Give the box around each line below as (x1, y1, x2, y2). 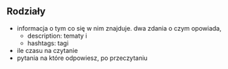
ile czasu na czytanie (16, 46, 78, 54)
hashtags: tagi (27, 38, 69, 47)
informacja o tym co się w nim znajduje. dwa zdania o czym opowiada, (16, 24, 222, 32)
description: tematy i (27, 31, 87, 40)
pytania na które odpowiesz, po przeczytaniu (16, 54, 148, 62)
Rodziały (6, 6, 46, 17)
